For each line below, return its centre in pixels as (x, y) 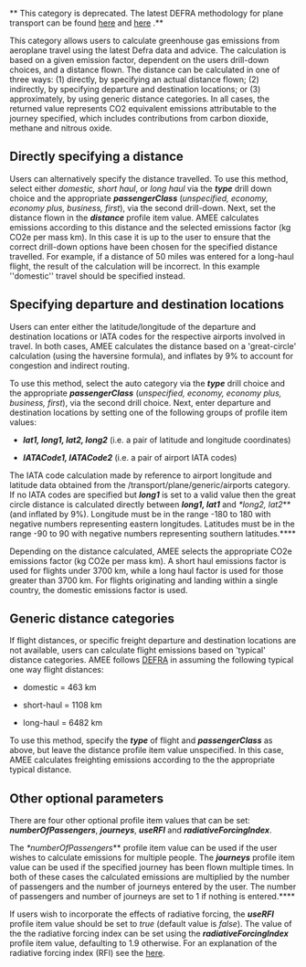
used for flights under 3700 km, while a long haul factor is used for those (147, 570)
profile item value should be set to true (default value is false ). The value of (151, 924)
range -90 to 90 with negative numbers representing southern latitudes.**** (153, 533)
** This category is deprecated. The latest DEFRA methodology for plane (147, 13)
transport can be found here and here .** (87, 23)
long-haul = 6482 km (63, 723)
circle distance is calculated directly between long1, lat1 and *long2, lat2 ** (150, 504)
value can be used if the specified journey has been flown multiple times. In (152, 867)
